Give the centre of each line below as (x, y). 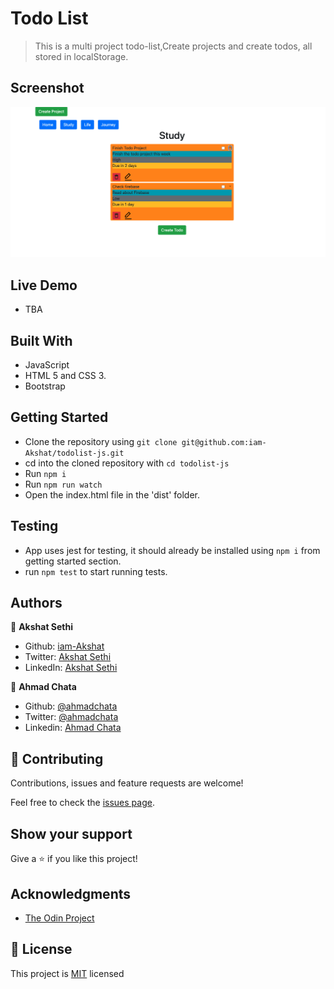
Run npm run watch (63, 484)
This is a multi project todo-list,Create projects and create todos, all (173, 46)
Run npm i (45, 473)
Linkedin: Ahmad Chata (73, 728)
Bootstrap (45, 386)
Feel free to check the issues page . (82, 803)
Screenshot (47, 88)
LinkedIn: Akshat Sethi (71, 668)
